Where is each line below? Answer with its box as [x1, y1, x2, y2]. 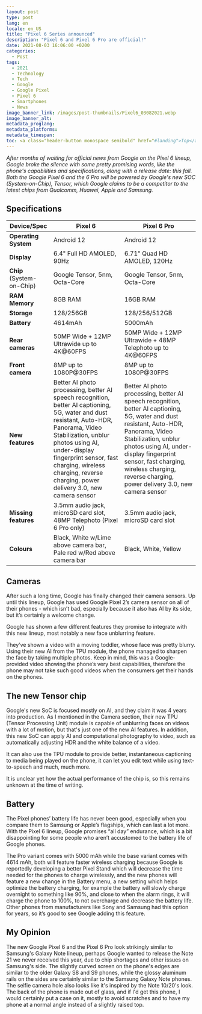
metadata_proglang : [6, 121, 55, 127]
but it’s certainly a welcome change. [6, 611, 96, 619]
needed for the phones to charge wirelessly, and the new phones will [6, 872, 177, 878]
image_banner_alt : [6, 115, 52, 121]
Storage [9, 309, 33, 317]
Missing [9, 508, 33, 517]
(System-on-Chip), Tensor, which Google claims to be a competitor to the [6, 180, 189, 187]
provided [6, 661, 29, 668]
